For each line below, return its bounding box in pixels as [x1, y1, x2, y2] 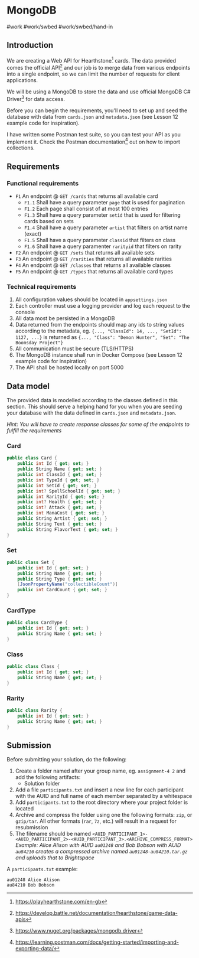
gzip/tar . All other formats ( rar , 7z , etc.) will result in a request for [15, 817, 177, 825]
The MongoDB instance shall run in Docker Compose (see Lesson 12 [15, 351, 182, 359]
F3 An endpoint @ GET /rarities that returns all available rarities [15, 255, 172, 263]
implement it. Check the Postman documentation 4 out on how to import [6, 137, 181, 145]
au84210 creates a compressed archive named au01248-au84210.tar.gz [15, 848, 188, 855]
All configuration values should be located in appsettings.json [15, 296, 168, 303]
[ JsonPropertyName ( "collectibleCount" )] [17, 581, 118, 588]
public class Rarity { [6, 707, 63, 713]
